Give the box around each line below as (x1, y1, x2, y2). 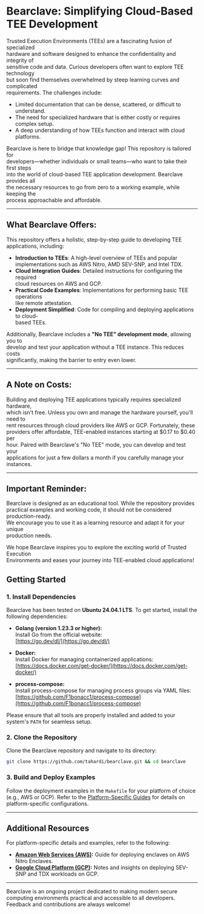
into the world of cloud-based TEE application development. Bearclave (6, 170, 183, 177)
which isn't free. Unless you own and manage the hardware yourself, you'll (6, 408, 193, 416)
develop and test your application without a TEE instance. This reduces (6, 343, 184, 351)
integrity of (6, 57, 34, 64)
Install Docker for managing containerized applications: (15, 656, 154, 663)
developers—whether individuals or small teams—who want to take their (6, 157, 188, 165)
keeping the (6, 190, 36, 197)
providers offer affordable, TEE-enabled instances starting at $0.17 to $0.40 (6, 428, 195, 435)
